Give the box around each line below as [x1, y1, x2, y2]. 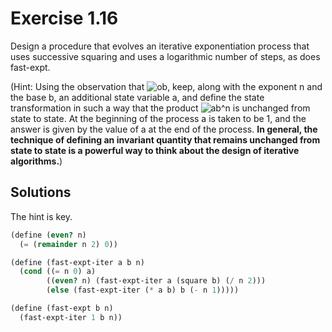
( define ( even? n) [10, 230, 87, 240]
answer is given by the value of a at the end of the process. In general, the [10, 123, 318, 135]
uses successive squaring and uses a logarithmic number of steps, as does [10, 50, 321, 62]
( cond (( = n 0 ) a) [19, 267, 97, 277]
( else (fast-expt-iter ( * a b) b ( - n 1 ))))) [46, 285, 240, 296]
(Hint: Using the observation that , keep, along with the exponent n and [10, 80, 323, 92]
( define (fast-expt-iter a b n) [10, 257, 145, 267]
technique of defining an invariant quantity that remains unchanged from [10, 133, 321, 146]
